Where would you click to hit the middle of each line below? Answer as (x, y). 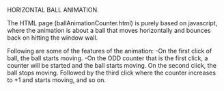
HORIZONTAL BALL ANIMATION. (53, 10)
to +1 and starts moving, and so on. (57, 80)
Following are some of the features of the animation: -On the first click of (110, 51)
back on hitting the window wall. (53, 38)
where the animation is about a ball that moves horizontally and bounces (109, 30)
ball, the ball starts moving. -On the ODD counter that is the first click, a (108, 58)
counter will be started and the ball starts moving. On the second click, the (112, 65)
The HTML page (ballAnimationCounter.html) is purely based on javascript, (112, 23)
